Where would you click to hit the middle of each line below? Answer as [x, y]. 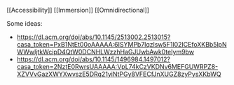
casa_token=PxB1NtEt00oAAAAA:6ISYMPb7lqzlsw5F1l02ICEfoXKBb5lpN [122, 44]
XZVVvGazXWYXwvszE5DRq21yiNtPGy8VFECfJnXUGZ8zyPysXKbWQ [119, 74]
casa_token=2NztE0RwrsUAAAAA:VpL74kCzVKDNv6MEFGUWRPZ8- [117, 67]
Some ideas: [25, 23]
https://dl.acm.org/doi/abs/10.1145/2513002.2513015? [94, 37]
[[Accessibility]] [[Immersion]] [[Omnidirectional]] [78, 10]
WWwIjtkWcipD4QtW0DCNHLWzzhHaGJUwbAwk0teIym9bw [105, 52]
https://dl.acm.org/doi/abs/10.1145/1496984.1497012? [94, 59]
